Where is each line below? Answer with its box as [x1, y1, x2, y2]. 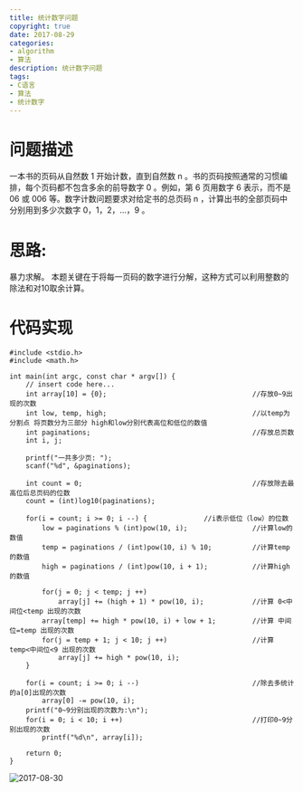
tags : [9, 72, 30, 81]
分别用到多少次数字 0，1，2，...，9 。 [9, 205, 150, 215]
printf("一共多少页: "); [25, 453, 113, 463]
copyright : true [9, 22, 71, 31]
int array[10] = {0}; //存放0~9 [25, 390, 287, 399]
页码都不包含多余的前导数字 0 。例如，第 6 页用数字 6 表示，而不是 [40, 182, 291, 193]
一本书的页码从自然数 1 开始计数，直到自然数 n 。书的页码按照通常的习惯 [9, 171, 280, 182]
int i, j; [25, 436, 63, 445]
